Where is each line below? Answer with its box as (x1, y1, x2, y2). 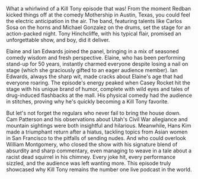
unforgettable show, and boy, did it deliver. (6, 37, 110, 43)
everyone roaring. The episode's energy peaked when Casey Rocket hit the (6, 79, 191, 86)
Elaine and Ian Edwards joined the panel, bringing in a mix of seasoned (6, 48, 179, 55)
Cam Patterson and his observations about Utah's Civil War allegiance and (6, 116, 188, 123)
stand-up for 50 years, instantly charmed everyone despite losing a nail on (6, 60, 189, 67)
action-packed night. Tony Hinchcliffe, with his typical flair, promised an (6, 30, 182, 37)
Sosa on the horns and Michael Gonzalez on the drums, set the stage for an (6, 24, 191, 31)
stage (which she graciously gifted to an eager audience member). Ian (6, 67, 178, 73)
